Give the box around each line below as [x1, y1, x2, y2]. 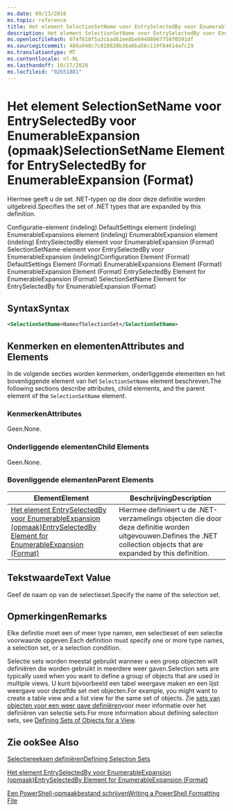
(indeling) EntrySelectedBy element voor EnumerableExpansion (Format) [7, 238, 215, 247]
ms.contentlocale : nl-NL [7, 56, 79, 63]
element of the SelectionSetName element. [7, 391, 127, 400]
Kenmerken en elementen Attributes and [7, 340, 184, 352]
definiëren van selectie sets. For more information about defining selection [7, 709, 218, 717]
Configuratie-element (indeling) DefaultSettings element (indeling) [7, 223, 196, 231]
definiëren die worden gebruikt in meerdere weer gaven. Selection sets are [7, 664, 220, 673]
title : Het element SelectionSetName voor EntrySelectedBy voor [7, 23, 197, 30]
